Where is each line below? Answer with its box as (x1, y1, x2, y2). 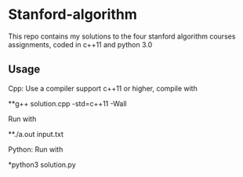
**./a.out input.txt (8, 129, 64, 138)
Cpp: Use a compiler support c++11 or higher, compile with (8, 83, 198, 93)
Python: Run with (8, 144, 63, 154)
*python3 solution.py (8, 160, 76, 169)
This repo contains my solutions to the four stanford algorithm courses (8, 31, 236, 41)
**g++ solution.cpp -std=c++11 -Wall (8, 98, 127, 108)
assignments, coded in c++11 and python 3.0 (8, 39, 153, 49)
